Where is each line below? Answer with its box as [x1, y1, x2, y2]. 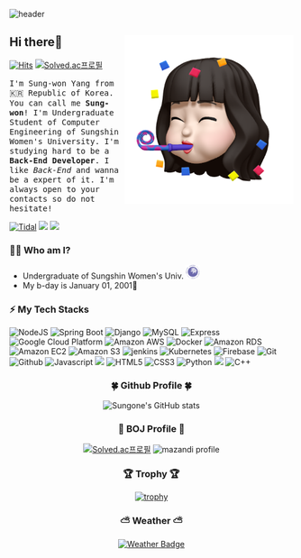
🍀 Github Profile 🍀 [111, 380, 192, 392]
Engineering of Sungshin [9, 126, 119, 137]
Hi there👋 [9, 34, 63, 50]
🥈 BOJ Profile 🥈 [117, 422, 186, 435]
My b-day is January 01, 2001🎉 [22, 280, 138, 291]
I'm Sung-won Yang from [9, 78, 114, 88]
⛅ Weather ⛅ [120, 515, 183, 527]
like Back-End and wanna [9, 165, 119, 175]
